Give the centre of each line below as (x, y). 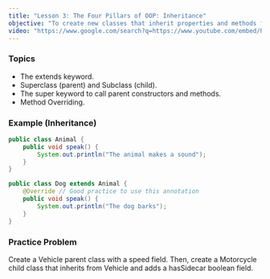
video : (19, 31)
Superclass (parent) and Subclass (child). (88, 84)
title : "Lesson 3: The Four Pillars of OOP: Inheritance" (107, 16)
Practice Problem (43, 242)
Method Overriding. (52, 102)
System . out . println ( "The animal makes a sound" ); (122, 154)
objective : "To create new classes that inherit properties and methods (133, 23)
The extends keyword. (57, 76)
